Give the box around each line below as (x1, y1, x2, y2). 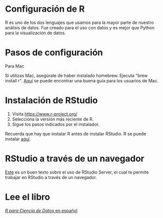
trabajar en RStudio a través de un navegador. (5, 174, 97, 180)
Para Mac (5, 63, 24, 69)
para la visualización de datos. (5, 30, 66, 36)
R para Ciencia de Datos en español (5, 207, 78, 213)
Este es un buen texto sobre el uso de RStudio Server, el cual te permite (5, 169, 149, 175)
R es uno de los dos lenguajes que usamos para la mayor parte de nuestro (5, 20, 154, 25)
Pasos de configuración (5, 47, 103, 58)
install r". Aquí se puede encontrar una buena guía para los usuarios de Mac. (5, 78, 159, 83)
